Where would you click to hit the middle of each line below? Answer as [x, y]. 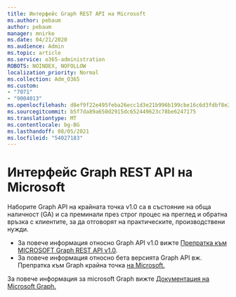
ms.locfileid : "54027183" [45, 138]
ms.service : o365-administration [56, 60]
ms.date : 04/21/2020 [38, 40]
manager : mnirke [31, 33]
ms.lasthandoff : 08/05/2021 [48, 131]
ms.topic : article [34, 53]
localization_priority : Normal [53, 72]
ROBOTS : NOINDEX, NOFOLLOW [47, 66]
